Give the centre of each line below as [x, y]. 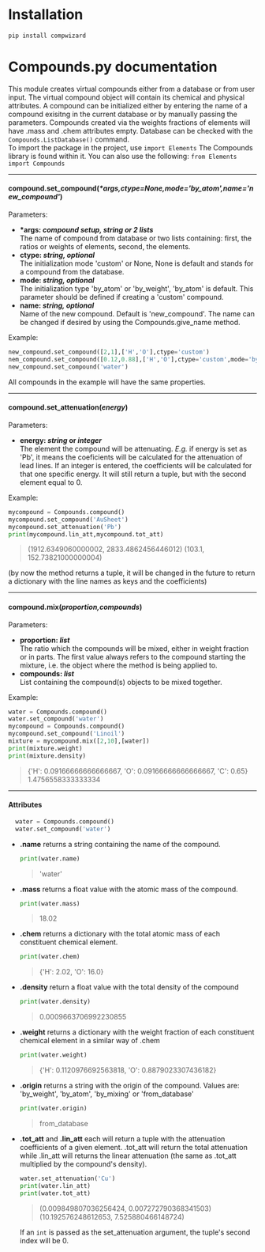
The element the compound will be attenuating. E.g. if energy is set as [133, 448]
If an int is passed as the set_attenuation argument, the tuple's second [135, 1232]
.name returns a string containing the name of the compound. [120, 844]
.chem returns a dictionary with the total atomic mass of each [120, 934]
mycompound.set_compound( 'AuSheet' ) [68, 520]
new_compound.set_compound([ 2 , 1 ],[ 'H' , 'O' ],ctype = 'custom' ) [109, 352]
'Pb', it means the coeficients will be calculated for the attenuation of [131, 457]
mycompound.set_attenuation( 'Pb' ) [65, 527]
